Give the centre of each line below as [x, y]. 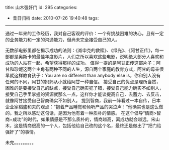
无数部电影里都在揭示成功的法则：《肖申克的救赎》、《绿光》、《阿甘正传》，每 [82, 50]
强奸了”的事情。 [22, 132]
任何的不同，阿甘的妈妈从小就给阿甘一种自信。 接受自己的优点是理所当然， [83, 82]
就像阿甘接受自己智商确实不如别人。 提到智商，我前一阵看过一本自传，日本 [83, 100]
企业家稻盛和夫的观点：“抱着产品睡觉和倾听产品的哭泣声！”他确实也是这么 [82, 107]
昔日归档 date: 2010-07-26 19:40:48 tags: [56, 18]
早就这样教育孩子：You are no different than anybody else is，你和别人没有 [83, 75]
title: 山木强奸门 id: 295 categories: [41, 7]
